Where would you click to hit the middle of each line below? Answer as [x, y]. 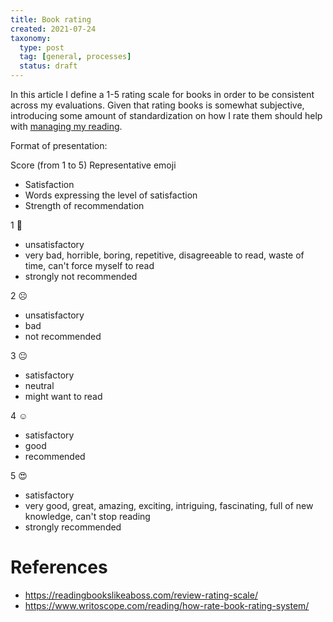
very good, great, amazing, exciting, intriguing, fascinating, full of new [169, 505]
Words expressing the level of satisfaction [111, 195]
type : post [42, 47]
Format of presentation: [59, 145]
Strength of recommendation [84, 205]
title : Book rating [51, 19]
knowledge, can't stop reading [87, 516]
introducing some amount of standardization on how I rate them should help [166, 115]
